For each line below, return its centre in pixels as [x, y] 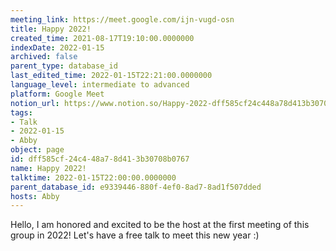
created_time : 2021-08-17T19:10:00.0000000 [102, 38]
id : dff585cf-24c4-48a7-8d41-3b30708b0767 [100, 159]
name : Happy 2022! [48, 168]
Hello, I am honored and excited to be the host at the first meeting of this [160, 225]
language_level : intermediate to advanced [100, 85]
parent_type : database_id [64, 66]
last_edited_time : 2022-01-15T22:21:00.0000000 [111, 76]
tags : [21, 112]
